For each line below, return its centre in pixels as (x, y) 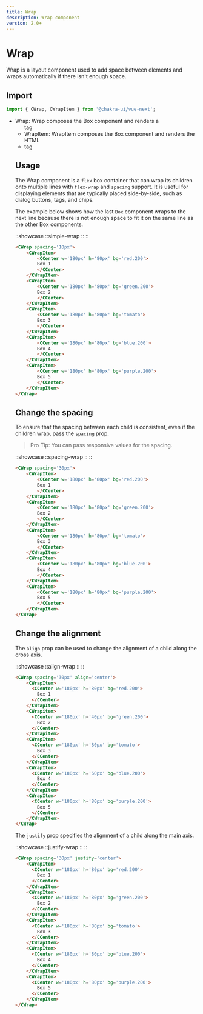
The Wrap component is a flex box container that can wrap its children (104, 180)
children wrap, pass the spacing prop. (62, 433)
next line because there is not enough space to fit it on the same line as (104, 218)
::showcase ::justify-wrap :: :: (51, 847)
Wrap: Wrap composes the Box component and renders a (87, 121)
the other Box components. (49, 224)
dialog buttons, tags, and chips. (54, 199)
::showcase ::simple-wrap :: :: (52, 236)
